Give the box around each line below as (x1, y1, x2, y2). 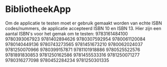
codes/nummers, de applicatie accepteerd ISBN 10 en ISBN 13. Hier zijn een (5, 25, 161, 31)
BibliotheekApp (5, 3, 71, 15)
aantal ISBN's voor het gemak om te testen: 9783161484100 (5, 30, 128, 36)
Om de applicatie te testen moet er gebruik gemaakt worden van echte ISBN (5, 20, 162, 26)
